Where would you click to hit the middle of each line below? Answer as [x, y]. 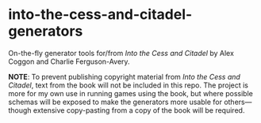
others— [238, 102]
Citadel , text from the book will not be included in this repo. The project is [128, 85]
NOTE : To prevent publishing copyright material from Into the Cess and [124, 76]
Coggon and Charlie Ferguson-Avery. [69, 61]
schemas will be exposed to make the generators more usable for [115, 102]
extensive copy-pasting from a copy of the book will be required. [139, 110]
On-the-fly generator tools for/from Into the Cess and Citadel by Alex [121, 53]
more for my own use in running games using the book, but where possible [131, 93]
